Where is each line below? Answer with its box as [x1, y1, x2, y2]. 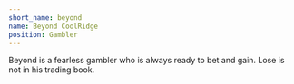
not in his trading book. [8, 64, 95, 75]
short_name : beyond [8, 13, 83, 23]
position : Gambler [8, 30, 78, 39]
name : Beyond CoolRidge [8, 22, 99, 31]
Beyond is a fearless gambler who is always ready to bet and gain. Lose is [8, 55, 285, 66]
